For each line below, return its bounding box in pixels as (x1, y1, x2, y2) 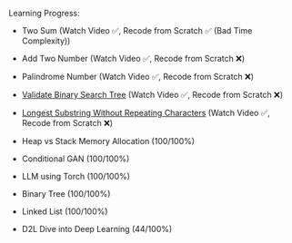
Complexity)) (21, 35, 71, 46)
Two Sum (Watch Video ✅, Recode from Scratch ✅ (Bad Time (21, 25, 253, 35)
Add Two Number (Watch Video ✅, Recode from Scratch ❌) (21, 53, 246, 63)
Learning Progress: (8, 8, 80, 18)
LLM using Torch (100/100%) (21, 171, 131, 181)
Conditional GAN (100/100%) (21, 153, 130, 164)
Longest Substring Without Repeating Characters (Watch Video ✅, (21, 108, 270, 118)
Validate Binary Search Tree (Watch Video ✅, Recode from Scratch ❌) (21, 90, 284, 100)
